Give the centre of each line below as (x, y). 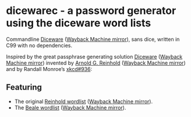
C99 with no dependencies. (39, 45)
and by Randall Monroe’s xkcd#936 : (49, 69)
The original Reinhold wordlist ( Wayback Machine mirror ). (84, 101)
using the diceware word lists (79, 23)
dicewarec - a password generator (91, 11)
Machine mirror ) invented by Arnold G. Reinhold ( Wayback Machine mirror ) (96, 63)
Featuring (24, 88)
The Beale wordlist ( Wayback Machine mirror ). (70, 107)
